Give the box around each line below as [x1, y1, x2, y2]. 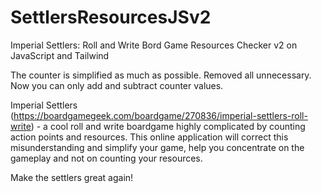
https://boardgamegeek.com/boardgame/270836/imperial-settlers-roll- [13, 109, 308, 121]
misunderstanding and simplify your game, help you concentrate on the [10, 141, 305, 153]
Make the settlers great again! [10, 171, 134, 183]
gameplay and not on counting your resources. [10, 152, 203, 164]
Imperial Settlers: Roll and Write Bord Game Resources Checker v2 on [10, 39, 298, 51]
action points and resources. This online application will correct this [10, 131, 289, 143]
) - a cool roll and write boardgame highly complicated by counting [30, 120, 306, 132]
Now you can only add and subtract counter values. [10, 79, 224, 91]
